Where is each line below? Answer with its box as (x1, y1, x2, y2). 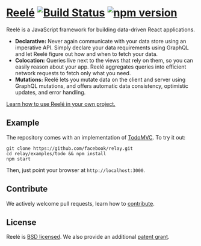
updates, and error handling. (14, 88, 86, 96)
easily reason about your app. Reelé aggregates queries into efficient (14, 63, 187, 70)
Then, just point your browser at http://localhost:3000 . (6, 166, 146, 174)
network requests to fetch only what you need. (14, 69, 131, 76)
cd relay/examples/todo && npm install (6, 150, 107, 156)
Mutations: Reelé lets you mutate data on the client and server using (14, 76, 186, 83)
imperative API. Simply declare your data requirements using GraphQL (14, 44, 190, 51)
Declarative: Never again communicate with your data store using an (14, 37, 187, 45)
